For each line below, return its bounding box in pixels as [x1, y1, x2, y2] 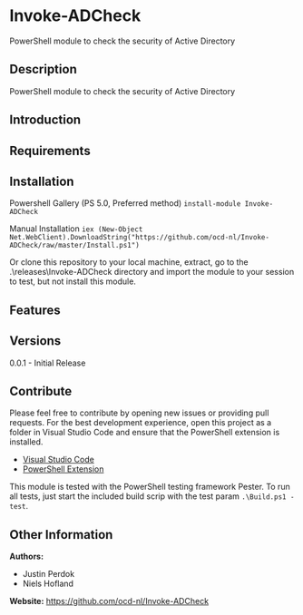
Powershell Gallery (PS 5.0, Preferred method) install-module [9, 198, 241, 209]
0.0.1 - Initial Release [9, 357, 86, 368]
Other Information [9, 527, 113, 542]
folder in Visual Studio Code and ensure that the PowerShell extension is [9, 427, 280, 438]
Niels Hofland [22, 578, 74, 590]
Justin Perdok [22, 569, 75, 580]
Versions [9, 333, 62, 349]
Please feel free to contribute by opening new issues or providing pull [9, 407, 269, 418]
